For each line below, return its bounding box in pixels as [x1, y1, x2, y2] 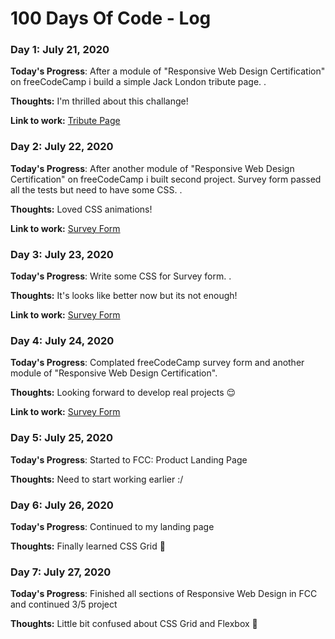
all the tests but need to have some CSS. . [10, 183, 183, 196]
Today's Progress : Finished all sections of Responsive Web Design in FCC [10, 588, 318, 600]
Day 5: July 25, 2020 [10, 431, 113, 445]
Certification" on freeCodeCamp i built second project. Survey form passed [10, 173, 322, 185]
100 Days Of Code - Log [10, 7, 212, 30]
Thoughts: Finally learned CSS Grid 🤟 [10, 540, 166, 552]
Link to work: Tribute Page [10, 115, 121, 127]
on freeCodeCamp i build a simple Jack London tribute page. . [10, 76, 267, 88]
